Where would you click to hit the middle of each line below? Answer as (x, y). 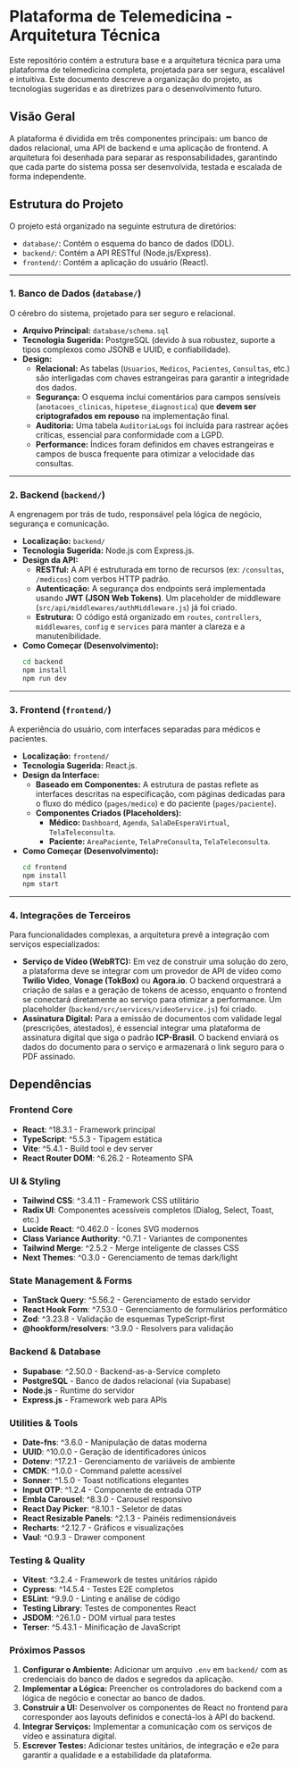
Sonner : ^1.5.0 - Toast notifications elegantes (105, 1480)
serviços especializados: (55, 944)
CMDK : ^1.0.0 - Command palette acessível (102, 1471)
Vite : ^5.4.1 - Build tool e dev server (87, 1148)
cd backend (42, 662)
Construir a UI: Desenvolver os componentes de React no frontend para (155, 1707)
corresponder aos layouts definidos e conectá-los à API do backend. (149, 1717)
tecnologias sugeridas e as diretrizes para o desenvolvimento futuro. (136, 88)
